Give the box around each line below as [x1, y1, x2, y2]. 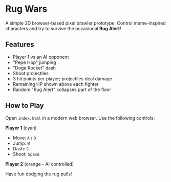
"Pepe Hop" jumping [12, 59, 56, 65]
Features [5, 40, 34, 49]
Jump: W [12, 140, 30, 146]
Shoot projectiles [12, 70, 49, 76]
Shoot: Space [12, 151, 40, 157]
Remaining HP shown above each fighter [12, 81, 99, 87]
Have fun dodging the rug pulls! [5, 171, 72, 177]
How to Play [5, 101, 45, 110]
